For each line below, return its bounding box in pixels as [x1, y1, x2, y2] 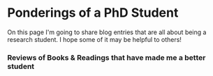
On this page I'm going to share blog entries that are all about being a [7, 28, 207, 36]
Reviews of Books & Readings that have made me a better [7, 52, 206, 62]
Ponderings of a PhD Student [7, 5, 179, 21]
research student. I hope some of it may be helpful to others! [7, 35, 182, 43]
